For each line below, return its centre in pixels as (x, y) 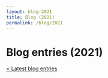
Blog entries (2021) (55, 52)
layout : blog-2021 (29, 12)
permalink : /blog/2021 (34, 23)
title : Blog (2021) (31, 17)
